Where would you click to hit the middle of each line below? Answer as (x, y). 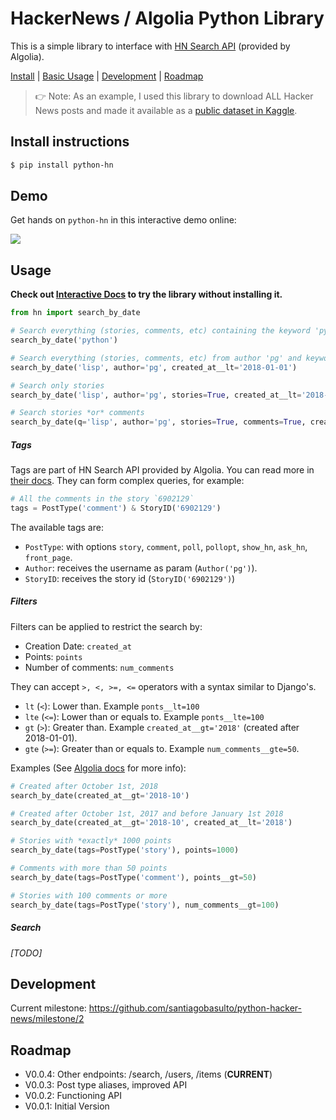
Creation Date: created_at (78, 646)
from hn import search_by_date (75, 313)
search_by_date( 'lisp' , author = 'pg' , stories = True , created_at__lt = (156, 395)
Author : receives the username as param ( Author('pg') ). (141, 568)
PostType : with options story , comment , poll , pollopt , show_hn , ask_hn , (166, 546)
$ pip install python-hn (62, 165)
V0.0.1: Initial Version (67, 1106)
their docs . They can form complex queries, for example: (127, 481)
